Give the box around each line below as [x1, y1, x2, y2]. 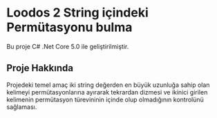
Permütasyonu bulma [6, 19, 133, 35]
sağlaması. [6, 102, 37, 111]
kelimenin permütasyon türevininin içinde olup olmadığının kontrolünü [6, 95, 205, 104]
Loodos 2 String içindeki [6, 5, 149, 21]
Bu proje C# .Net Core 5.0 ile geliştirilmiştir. [6, 42, 129, 50]
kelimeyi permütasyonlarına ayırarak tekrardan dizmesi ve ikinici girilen [6, 88, 208, 96]
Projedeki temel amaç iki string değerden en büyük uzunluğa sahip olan [6, 81, 210, 89]
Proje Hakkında [6, 62, 74, 74]
